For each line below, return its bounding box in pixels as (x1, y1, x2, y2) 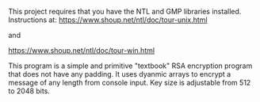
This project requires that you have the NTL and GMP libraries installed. (8, 7, 242, 16)
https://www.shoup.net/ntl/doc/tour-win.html (8, 46, 155, 55)
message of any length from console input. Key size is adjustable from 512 (8, 78, 251, 87)
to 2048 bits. (8, 86, 50, 96)
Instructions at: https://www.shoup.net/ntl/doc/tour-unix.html (8, 15, 208, 25)
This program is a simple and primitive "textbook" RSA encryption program (8, 61, 253, 70)
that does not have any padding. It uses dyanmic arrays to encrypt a (8, 70, 231, 78)
